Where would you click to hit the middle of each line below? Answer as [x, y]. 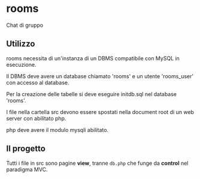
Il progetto [26, 149]
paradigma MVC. [27, 169]
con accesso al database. [38, 82]
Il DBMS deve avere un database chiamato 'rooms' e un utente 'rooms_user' [100, 76]
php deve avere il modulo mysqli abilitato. [57, 129]
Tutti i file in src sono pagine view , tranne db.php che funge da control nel [97, 163]
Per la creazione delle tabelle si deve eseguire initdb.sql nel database [92, 94]
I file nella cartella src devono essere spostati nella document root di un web [100, 112]
